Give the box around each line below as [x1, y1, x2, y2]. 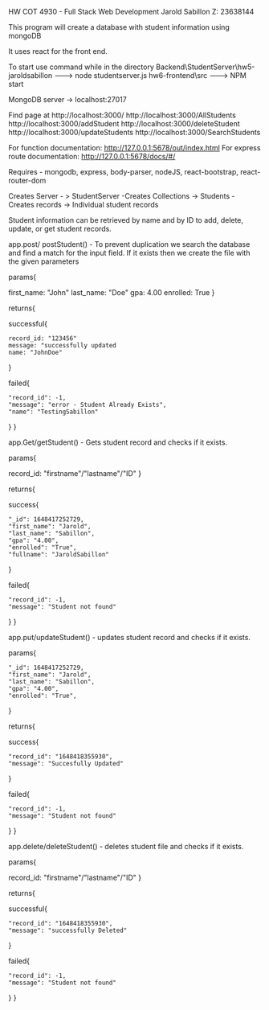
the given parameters [8, 257, 79, 266]
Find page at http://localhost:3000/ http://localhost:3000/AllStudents [8, 110, 237, 120]
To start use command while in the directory [8, 62, 155, 72]
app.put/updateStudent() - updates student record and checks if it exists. [8, 633, 251, 642]
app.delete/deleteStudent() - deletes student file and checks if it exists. [8, 842, 244, 851]
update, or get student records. [8, 224, 112, 233]
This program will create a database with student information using [8, 23, 230, 31]
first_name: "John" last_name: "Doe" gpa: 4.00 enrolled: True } [8, 288, 215, 297]
